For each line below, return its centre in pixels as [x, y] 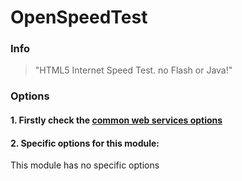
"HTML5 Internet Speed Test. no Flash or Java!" [133, 70]
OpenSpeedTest [79, 17]
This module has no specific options [85, 165]
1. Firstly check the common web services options [116, 120]
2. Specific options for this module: [85, 143]
